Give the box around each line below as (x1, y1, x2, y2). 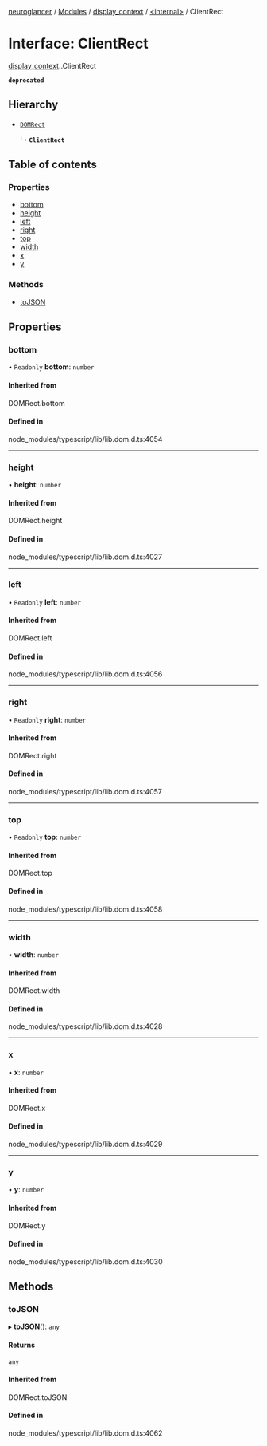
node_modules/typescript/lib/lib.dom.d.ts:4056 (8, 669, 163, 679)
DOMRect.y (8, 1220, 46, 1231)
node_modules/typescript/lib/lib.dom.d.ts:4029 (8, 1140, 163, 1149)
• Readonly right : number (8, 715, 87, 724)
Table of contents (8, 158, 97, 171)
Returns (8, 1340, 36, 1350)
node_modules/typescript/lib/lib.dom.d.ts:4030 (8, 1256, 163, 1267)
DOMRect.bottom (8, 398, 65, 408)
